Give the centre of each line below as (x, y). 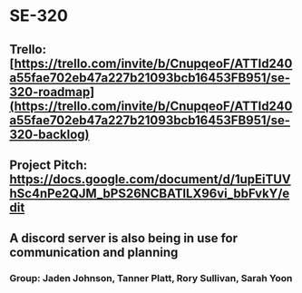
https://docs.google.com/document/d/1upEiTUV (151, 179)
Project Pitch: (49, 165)
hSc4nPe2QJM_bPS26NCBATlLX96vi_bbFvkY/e (150, 193)
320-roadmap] (52, 92)
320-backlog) (49, 134)
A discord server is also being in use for (124, 238)
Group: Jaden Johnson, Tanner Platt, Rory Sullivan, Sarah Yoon (151, 278)
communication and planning (94, 253)
